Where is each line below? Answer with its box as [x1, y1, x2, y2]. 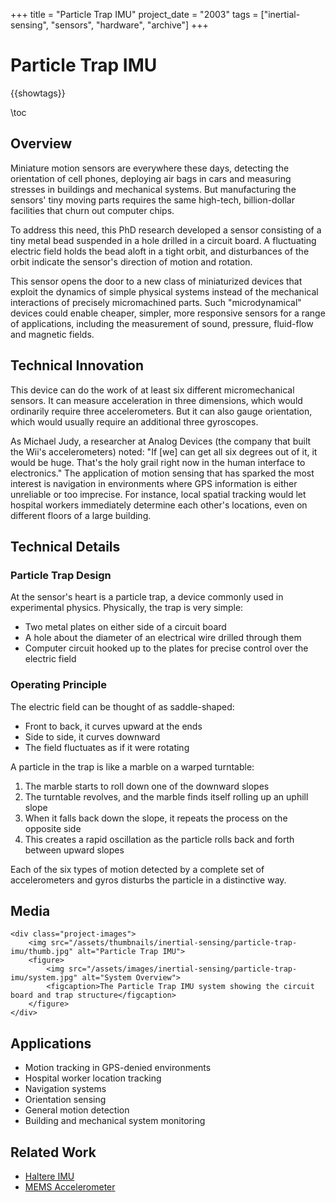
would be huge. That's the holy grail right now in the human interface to [10, 456, 306, 468]
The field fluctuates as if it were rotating [24, 741, 190, 753]
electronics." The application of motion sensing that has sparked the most [10, 467, 315, 479]
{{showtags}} [10, 87, 66, 99]
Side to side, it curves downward [24, 730, 161, 743]
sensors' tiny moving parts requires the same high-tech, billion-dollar [10, 194, 295, 206]
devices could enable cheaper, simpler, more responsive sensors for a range [10, 307, 326, 319]
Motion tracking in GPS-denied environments [24, 1062, 212, 1074]
